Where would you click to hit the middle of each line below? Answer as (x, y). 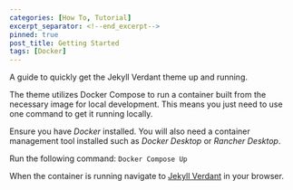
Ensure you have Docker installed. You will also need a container (130, 131)
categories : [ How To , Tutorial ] (70, 18)
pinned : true (34, 34)
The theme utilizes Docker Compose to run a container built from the (138, 95)
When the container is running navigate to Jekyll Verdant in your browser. (146, 176)
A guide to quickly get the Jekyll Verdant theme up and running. (128, 77)
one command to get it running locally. (81, 114)
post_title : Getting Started (64, 43)
